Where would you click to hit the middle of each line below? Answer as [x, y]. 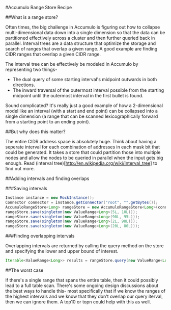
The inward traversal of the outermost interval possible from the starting [88, 90]
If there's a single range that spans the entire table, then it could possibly [82, 280]
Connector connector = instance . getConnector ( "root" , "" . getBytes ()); [82, 202]
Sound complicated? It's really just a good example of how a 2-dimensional [84, 106]
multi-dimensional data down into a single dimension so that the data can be [85, 32]
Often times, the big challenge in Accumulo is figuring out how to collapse [83, 27]
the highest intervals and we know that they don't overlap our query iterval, [84, 296]
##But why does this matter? [35, 132]
